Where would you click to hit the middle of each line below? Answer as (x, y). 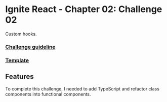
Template (17, 60)
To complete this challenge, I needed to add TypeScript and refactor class (82, 88)
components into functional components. (48, 94)
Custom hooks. (21, 34)
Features (19, 77)
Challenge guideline (30, 47)
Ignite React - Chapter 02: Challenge (84, 9)
